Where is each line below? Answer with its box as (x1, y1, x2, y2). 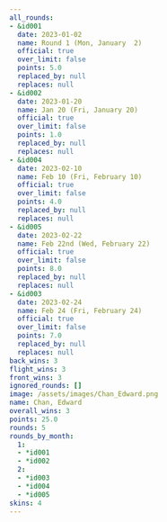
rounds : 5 (9, 423, 47, 432)
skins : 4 (9, 499, 42, 508)
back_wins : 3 (9, 356, 58, 365)
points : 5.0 (17, 64, 63, 73)
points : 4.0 (17, 197, 63, 207)
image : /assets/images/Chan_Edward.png (9, 390, 159, 399)
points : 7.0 (17, 331, 63, 340)
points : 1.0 (17, 130, 63, 139)
